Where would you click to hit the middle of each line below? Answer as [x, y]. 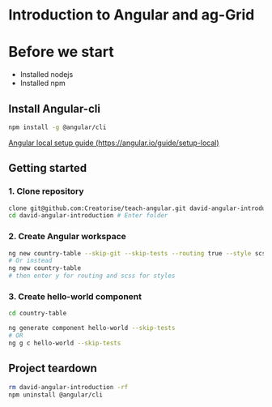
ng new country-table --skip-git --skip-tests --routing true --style [130, 253]
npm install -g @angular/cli [57, 127]
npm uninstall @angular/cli [56, 395]
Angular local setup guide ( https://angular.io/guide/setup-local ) [114, 143]
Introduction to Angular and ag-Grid [132, 15]
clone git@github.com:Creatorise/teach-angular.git [97, 208]
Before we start [62, 52]
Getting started [48, 168]
